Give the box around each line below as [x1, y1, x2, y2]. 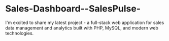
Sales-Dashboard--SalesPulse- [5, 3, 141, 14]
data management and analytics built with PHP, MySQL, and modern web [5, 24, 159, 30]
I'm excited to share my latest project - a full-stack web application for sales [5, 19, 164, 25]
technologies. [5, 30, 34, 36]
